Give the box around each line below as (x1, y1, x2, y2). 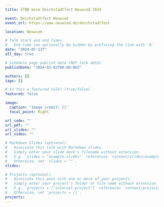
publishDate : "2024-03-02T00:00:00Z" (5, 65, 82, 70)
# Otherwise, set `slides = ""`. (5, 159, 78, 164)
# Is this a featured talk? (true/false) (5, 87, 91, 92)
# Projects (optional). (5, 172, 54, 177)
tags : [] (5, 78, 23, 83)
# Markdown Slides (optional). (5, 141, 69, 146)
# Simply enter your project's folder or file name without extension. (5, 181, 159, 186)
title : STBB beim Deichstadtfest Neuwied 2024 (5, 7, 102, 12)
